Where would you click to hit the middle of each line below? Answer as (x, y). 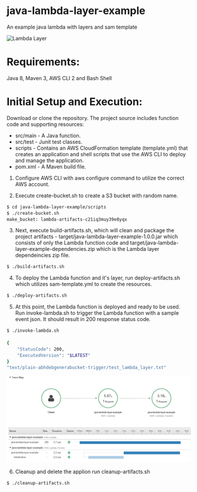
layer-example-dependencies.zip (55, 249)
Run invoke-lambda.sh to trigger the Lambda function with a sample (97, 313)
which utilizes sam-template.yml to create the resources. (84, 284)
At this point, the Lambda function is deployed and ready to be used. (98, 307)
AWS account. (32, 184)
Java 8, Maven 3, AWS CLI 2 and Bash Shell (59, 78)
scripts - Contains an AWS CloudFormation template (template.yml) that (101, 148)
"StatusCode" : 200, (41, 349)
